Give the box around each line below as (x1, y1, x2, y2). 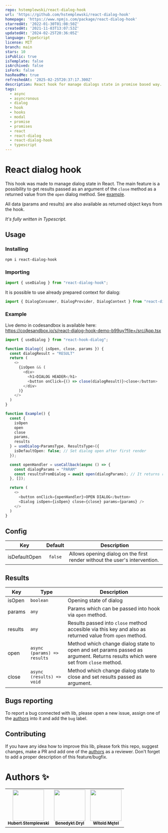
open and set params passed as (67, 647, 143, 654)
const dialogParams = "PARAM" (14, 467, 77, 472)
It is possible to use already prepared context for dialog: (5, 289, 120, 295)
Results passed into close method (67, 619, 147, 627)
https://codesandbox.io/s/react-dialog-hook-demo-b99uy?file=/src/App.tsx (5, 327, 161, 333)
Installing (5, 246, 28, 253)
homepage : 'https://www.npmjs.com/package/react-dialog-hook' (5, 17, 137, 22)
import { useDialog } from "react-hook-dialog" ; (5, 337, 108, 342)
